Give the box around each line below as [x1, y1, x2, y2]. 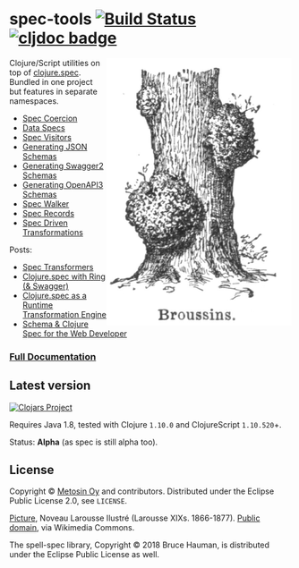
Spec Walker [21, 198, 70, 209]
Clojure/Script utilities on [9, 57, 100, 68]
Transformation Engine [21, 309, 107, 319]
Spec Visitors [21, 131, 72, 142]
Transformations [21, 226, 83, 237]
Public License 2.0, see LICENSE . [9, 496, 128, 506]
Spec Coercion [21, 113, 78, 123]
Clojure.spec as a [21, 290, 87, 301]
